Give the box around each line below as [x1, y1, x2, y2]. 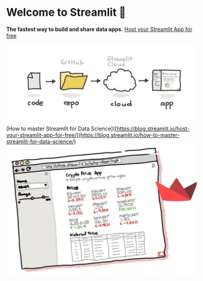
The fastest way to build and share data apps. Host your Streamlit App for [6, 25, 193, 33]
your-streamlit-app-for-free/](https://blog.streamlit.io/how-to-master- [6, 131, 180, 138]
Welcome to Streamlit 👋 [6, 5, 126, 19]
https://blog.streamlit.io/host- [117, 124, 190, 132]
